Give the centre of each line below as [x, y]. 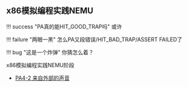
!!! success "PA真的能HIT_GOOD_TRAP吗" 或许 [64, 27]
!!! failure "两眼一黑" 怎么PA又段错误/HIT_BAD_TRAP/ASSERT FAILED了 [95, 39]
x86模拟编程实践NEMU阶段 [40, 65]
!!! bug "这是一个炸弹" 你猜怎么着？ [50, 52]
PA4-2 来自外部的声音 [42, 78]
